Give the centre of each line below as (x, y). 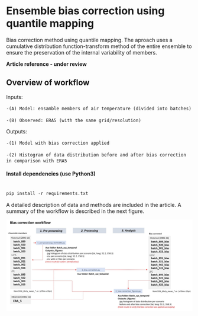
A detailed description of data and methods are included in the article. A (94, 205)
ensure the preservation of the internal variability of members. (82, 52)
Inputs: (14, 97)
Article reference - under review (46, 64)
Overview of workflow (48, 83)
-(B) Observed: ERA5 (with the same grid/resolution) (74, 120)
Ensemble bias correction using (85, 11)
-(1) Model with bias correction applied (58, 143)
